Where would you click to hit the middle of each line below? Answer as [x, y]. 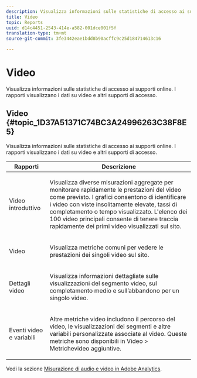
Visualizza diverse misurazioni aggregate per [112, 182]
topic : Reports [25, 22]
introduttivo [25, 208]
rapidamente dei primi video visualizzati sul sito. [116, 226]
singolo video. [69, 298]
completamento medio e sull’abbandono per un [115, 290]
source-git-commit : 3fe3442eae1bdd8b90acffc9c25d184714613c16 [84, 39]
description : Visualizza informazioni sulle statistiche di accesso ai [95, 11]
